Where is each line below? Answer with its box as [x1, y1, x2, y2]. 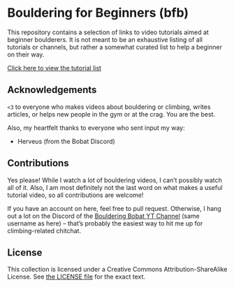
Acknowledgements [7, 84, 97, 96]
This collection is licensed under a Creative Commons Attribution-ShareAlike [7, 265, 228, 274]
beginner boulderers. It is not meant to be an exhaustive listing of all [7, 35, 203, 43]
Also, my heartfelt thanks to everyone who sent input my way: [7, 124, 185, 132]
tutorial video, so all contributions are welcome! [7, 191, 144, 199]
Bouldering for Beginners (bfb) [7, 5, 189, 21]
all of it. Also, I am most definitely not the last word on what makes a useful [7, 183, 223, 191]
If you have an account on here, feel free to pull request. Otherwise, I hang [7, 204, 221, 212]
